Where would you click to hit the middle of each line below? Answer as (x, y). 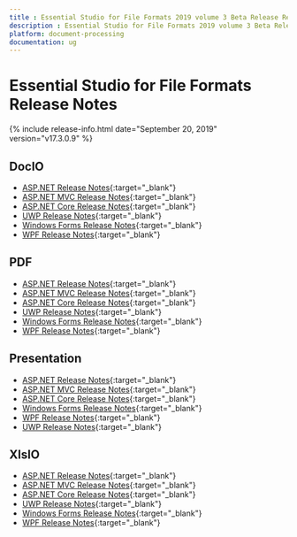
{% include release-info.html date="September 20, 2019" (114, 129)
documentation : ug (43, 42)
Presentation (46, 359)
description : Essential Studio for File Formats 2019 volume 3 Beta (140, 26)
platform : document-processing (67, 34)
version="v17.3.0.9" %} (51, 139)
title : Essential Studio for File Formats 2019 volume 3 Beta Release (144, 17)
